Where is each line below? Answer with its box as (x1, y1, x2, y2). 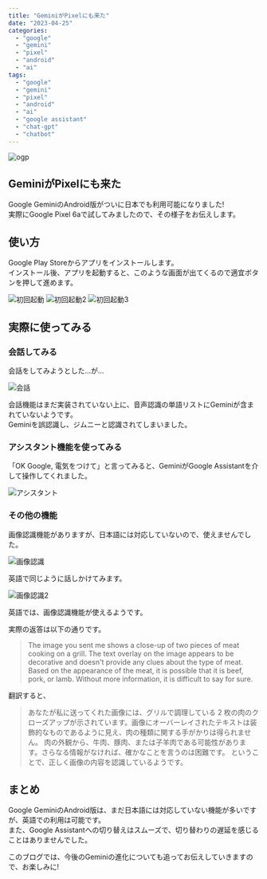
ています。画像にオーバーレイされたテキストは (96, 717, 250, 727)
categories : (8, 26, 48, 34)
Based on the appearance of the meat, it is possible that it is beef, (27, 665, 244, 675)
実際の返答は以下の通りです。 (8, 624, 106, 634)
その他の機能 (8, 510, 58, 521)
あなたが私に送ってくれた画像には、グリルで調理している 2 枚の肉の (27, 707, 253, 717)
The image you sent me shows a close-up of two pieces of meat (27, 640, 240, 649)
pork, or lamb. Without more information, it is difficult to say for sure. (27, 674, 253, 684)
